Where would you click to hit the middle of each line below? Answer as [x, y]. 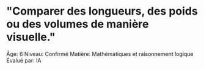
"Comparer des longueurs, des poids [102, 11]
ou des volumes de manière [78, 24]
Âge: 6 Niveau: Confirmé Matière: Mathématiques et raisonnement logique [100, 54]
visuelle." [31, 37]
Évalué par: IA [24, 60]
